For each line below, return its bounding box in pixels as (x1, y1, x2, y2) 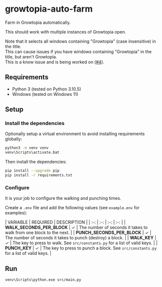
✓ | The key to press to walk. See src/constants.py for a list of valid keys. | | (5, 240, 158, 246)
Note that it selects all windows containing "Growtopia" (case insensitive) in (5, 38, 156, 44)
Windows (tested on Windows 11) (12, 91, 79, 97)
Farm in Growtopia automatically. (5, 19, 71, 25)
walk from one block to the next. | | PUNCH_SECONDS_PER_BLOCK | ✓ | (5, 230, 152, 235)
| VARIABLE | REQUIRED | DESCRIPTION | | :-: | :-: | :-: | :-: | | (5, 219, 126, 225)
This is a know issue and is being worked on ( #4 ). (5, 59, 104, 65)
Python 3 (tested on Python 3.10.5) (12, 86, 81, 92)
